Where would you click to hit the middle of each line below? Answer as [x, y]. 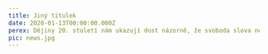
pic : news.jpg [32, 38]
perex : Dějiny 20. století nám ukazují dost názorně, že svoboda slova [130, 30]
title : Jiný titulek [43, 15]
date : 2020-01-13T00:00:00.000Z [62, 23]
